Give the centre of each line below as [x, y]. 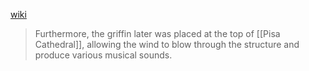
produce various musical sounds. [103, 55]
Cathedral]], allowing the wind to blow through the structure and [167, 44]
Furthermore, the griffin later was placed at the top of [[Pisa [157, 33]
